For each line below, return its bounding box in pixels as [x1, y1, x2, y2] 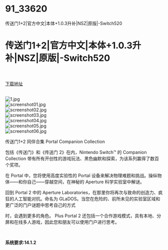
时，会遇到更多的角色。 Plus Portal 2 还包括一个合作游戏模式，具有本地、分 [5, 212, 161, 219]
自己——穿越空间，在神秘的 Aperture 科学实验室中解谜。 [27, 179, 144, 185]
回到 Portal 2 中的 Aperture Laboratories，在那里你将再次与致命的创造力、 [5, 189, 158, 195]
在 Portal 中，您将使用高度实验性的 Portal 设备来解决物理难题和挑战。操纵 [5, 172, 158, 179]
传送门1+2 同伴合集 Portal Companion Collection [5, 138, 105, 144]
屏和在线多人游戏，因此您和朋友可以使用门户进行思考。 [5, 219, 119, 225]
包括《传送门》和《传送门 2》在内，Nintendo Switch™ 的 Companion [5, 149, 147, 155]
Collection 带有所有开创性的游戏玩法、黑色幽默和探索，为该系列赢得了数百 [5, 155, 159, 161]
